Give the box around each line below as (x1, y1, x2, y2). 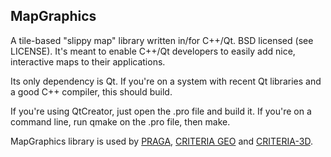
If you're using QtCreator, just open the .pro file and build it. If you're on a (10, 105, 312, 117)
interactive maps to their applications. (10, 55, 166, 68)
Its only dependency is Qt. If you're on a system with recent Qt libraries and (10, 75, 322, 87)
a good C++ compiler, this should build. (10, 85, 173, 98)
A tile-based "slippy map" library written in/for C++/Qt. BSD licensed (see (10, 34, 314, 46)
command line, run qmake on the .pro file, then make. (10, 115, 231, 128)
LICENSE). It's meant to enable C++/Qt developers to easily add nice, (10, 45, 296, 57)
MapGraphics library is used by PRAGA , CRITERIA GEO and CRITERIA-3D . (10, 135, 313, 147)
